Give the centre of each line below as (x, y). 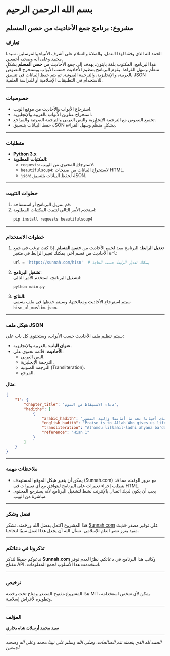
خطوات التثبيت (22, 193)
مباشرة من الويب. (30, 496)
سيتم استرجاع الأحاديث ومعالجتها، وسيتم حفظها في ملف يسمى (72, 301)
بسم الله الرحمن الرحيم (49, 9)
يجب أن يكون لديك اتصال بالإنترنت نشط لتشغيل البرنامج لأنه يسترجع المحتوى (84, 491)
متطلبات (15, 143)
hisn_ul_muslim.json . (35, 307)
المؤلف (14, 617)
